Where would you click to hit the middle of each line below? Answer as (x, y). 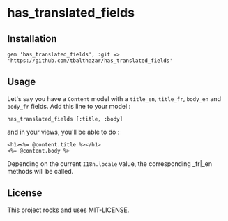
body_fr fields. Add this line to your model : (69, 106)
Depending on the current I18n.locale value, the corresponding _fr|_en (110, 163)
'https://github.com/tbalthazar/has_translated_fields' (90, 61)
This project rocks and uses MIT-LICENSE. (68, 210)
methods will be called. (40, 171)
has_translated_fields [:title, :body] (65, 119)
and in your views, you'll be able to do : (63, 132)
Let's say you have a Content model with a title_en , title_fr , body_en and (114, 98)
